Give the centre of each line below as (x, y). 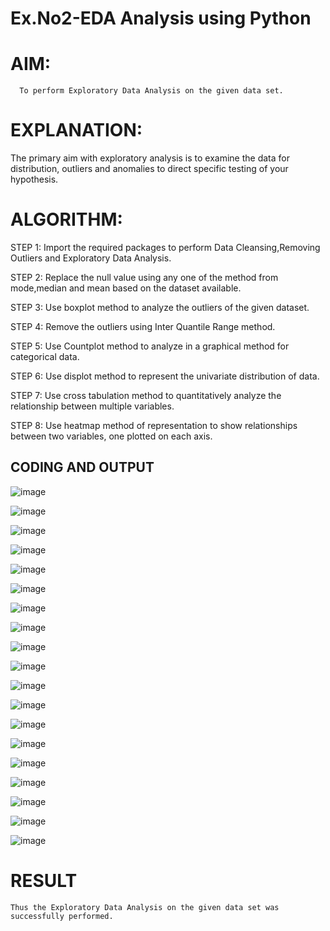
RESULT (44, 881)
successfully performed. (62, 916)
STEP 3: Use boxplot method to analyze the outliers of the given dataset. (160, 307)
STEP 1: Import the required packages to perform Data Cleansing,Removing (165, 247)
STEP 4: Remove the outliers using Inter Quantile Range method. (143, 326)
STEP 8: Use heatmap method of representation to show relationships (154, 425)
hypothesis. (34, 179)
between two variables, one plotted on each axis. (111, 436)
